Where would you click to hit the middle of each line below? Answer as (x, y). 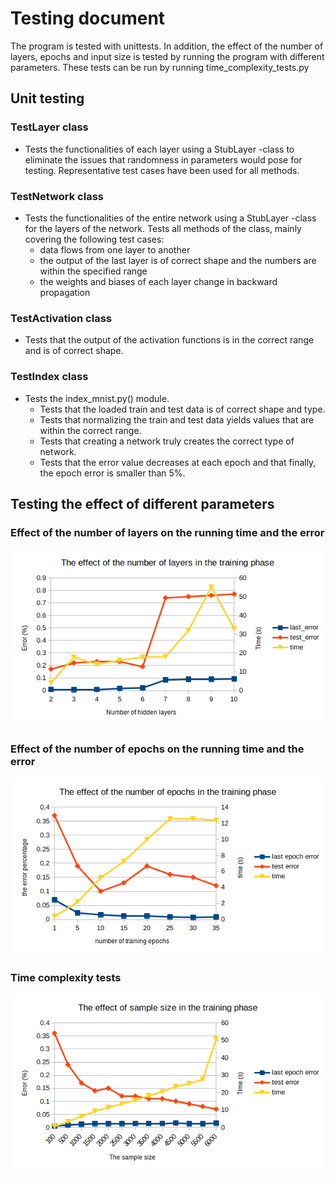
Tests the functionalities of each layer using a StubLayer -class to (159, 149)
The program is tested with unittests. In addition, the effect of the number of (167, 46)
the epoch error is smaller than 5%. (112, 473)
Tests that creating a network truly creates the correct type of (167, 441)
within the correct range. (90, 430)
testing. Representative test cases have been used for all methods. (162, 170)
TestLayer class (49, 127)
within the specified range (93, 271)
